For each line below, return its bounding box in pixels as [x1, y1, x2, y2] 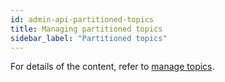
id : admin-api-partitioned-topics [10, 14, 155, 25]
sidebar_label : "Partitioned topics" [10, 33, 168, 43]
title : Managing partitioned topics [10, 24, 163, 34]
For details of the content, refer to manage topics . [10, 61, 215, 73]
